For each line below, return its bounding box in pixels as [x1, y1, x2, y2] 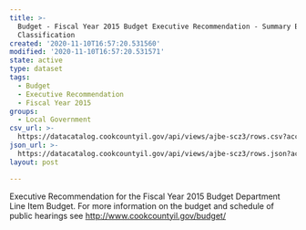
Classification [17, 30, 76, 39]
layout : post [9, 157, 59, 167]
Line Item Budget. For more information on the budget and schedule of [9, 200, 275, 211]
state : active [9, 56, 64, 65]
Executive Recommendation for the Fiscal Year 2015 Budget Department [9, 191, 280, 202]
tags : [9, 73, 30, 82]
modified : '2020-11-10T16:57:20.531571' [9, 47, 166, 57]
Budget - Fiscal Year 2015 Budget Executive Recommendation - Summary [17, 22, 291, 31]
